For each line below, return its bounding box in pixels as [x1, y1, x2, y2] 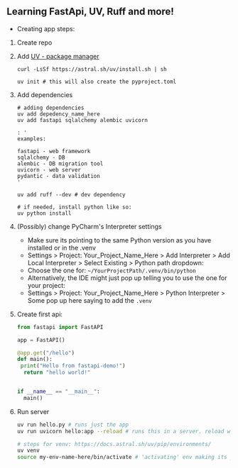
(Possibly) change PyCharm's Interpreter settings [16, 222, 162, 230]
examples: [16, 135, 47, 143]
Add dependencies [16, 90, 73, 99]
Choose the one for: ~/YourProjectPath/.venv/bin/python [27, 266, 196, 274]
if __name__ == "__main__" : [16, 388, 101, 396]
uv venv [16, 447, 40, 455]
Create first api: [16, 310, 63, 318]
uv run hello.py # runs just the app [16, 421, 129, 428]
